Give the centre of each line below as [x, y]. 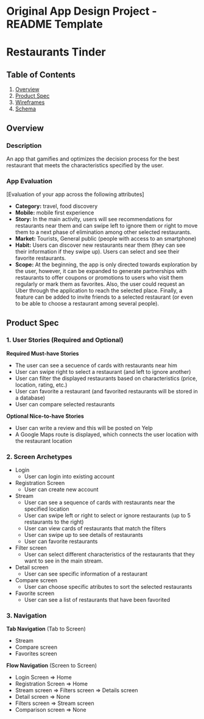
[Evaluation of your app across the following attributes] [75, 194]
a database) [30, 398]
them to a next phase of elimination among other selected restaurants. [103, 232]
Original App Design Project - [82, 11]
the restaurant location [44, 440]
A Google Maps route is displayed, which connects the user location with [107, 434]
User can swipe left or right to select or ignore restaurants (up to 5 [107, 516]
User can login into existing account [69, 476]
